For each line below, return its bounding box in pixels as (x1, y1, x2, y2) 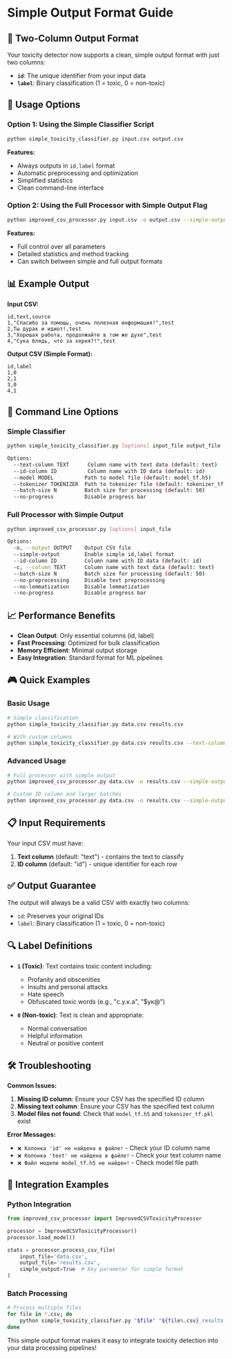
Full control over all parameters (17, 242, 106, 251)
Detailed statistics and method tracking (17, 249, 129, 258)
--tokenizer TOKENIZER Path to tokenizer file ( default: (13, 480, 184, 487)
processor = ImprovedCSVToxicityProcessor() (7, 1227, 137, 1234)
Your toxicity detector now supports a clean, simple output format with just (7, 51, 220, 59)
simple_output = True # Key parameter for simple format (19, 1266, 184, 1273)
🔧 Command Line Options (7, 406, 119, 417)
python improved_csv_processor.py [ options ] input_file (7, 525, 171, 532)
